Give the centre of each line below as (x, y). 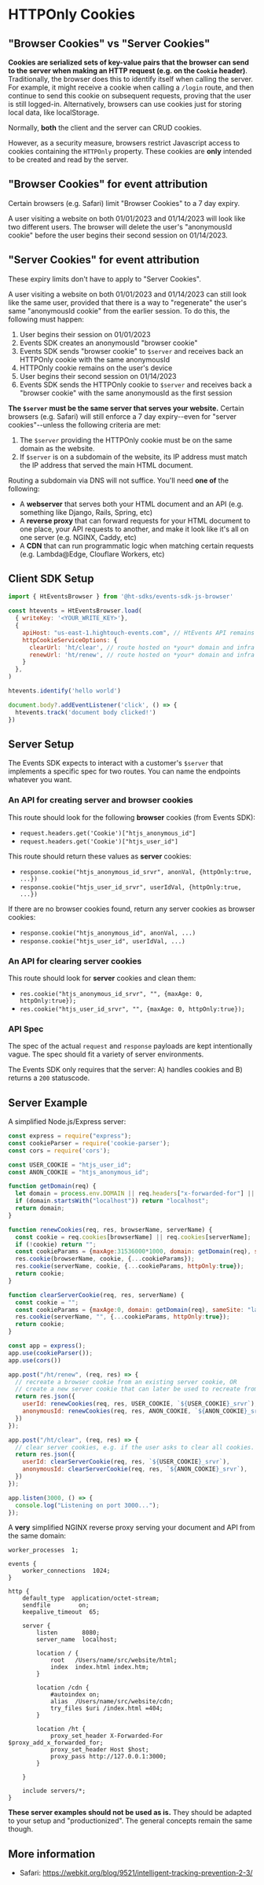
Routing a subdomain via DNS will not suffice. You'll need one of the (119, 480)
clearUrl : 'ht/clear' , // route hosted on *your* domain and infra (142, 647)
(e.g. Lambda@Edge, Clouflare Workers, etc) (92, 554)
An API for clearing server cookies (75, 961)
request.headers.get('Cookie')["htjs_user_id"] (99, 841)
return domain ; (40, 1208)
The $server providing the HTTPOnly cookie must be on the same (126, 440)
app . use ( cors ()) (35, 1360)
